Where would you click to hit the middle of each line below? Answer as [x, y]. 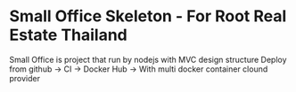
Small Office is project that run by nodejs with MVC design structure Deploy [148, 59]
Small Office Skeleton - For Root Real [148, 16]
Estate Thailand [68, 35]
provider [25, 78]
